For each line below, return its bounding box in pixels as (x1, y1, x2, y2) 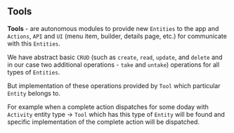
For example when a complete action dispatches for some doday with (7, 102, 209, 111)
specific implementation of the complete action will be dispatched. (7, 118, 200, 126)
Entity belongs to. (7, 89, 61, 97)
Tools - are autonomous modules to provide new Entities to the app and (7, 24, 219, 32)
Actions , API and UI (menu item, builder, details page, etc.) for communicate (7, 32, 227, 40)
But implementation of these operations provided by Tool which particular (7, 81, 221, 90)
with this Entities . (7, 39, 61, 48)
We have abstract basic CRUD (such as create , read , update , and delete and (7, 53, 223, 61)
